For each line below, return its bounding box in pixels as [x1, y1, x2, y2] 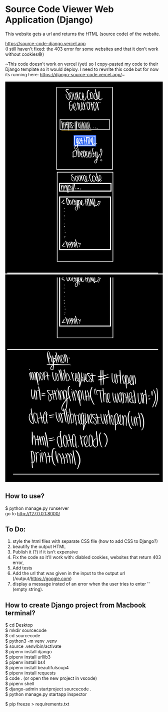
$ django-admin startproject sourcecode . [5, 686, 91, 692]
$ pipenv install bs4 [5, 659, 46, 665]
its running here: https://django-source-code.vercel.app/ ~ [5, 71, 125, 77]
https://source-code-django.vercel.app [5, 40, 86, 46]
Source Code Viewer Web [5, 4, 114, 15]
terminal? [5, 609, 36, 617]
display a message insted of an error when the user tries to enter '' [12, 581, 150, 587]
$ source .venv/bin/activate [5, 643, 61, 649]
